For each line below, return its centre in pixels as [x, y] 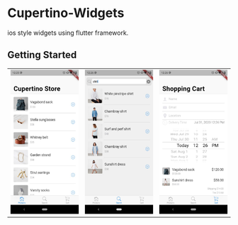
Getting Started [42, 55]
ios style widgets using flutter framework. [68, 33]
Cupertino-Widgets [66, 13]
